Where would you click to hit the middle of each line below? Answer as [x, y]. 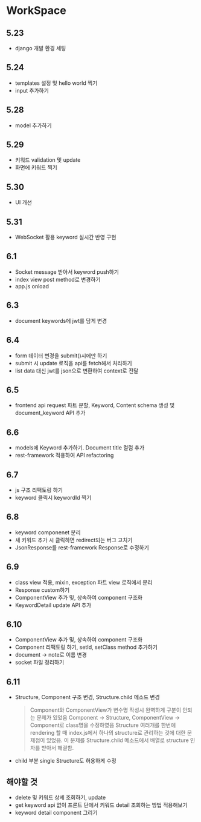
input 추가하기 [32, 90]
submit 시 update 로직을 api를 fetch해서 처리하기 [73, 363]
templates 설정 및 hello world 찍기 [56, 83]
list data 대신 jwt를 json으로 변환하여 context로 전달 [77, 371]
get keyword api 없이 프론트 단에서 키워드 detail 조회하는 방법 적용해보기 [101, 805]
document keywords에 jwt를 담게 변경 [61, 320]
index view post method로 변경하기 [58, 279]
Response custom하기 [42, 590]
